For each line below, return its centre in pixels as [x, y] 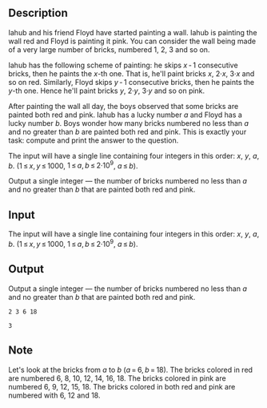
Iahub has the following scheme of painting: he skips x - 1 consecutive [123, 65]
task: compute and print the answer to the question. [94, 140]
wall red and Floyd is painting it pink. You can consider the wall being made [132, 41]
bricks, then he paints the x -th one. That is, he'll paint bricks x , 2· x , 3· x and [132, 73]
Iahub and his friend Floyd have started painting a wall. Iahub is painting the [133, 32]
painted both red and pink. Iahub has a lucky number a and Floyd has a [125, 115]
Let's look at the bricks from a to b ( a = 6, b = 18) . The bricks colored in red [131, 370]
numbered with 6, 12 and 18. [54, 395]
